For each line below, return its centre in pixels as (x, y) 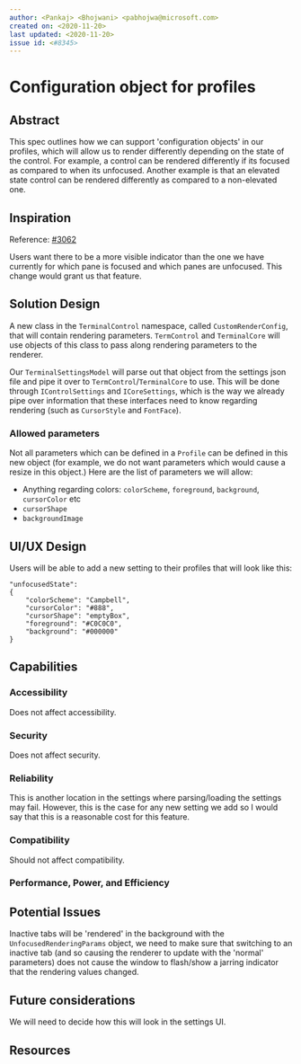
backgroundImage (53, 519)
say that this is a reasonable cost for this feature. (100, 817)
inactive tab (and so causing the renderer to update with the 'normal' (137, 953)
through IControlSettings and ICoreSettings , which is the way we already (147, 391)
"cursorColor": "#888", (70, 607)
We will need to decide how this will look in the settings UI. (118, 1022)
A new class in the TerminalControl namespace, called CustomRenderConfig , (149, 325)
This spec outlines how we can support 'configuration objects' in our (137, 142)
